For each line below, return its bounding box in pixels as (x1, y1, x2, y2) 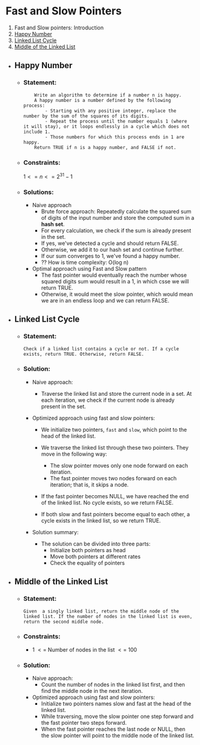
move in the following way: (41, 450, 107, 458)
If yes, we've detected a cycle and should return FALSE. (41, 240, 179, 247)
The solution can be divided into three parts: (41, 540, 151, 547)
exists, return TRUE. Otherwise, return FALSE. (23, 351, 144, 357)
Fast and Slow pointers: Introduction (14, 24, 104, 31)
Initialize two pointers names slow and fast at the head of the (41, 700, 192, 707)
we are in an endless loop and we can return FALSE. (41, 296, 170, 304)
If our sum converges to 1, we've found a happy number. (41, 252, 180, 259)
